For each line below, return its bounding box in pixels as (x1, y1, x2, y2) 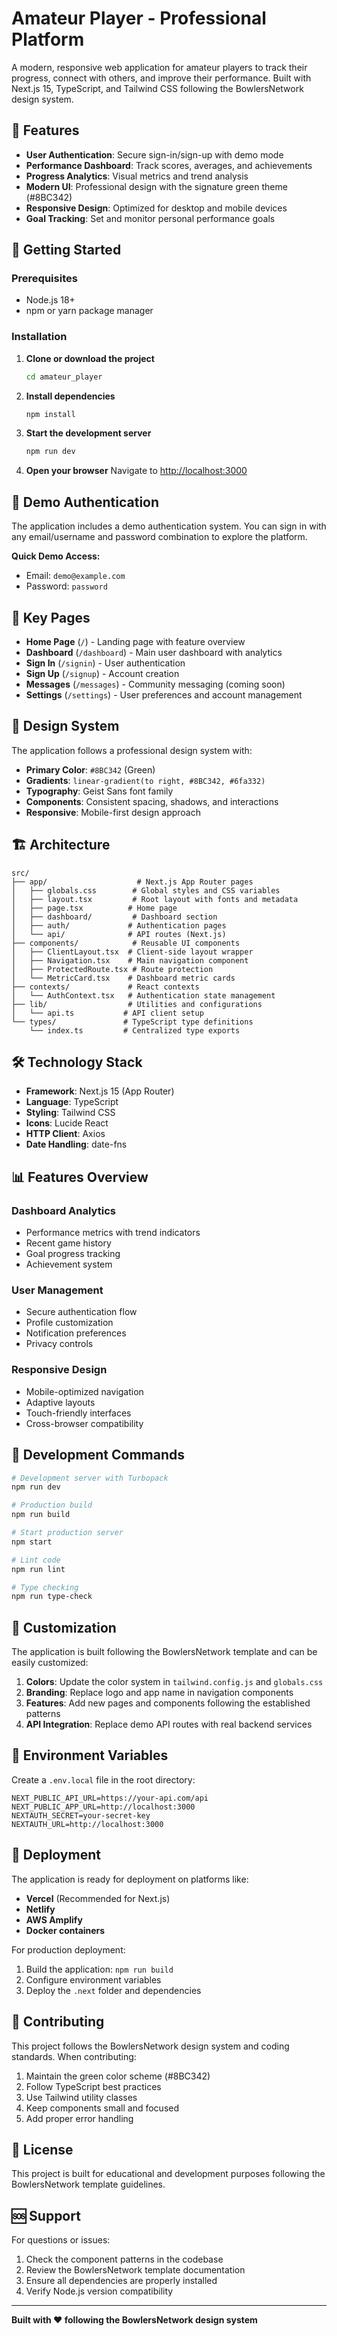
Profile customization (25, 1317, 114, 1329)
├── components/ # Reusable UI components (11, 938, 241, 948)
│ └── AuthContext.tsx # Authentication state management (11, 990, 276, 1001)
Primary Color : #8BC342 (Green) (25, 763, 156, 776)
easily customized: (11, 1657, 89, 1669)
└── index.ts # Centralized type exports (29, 1025, 241, 1036)
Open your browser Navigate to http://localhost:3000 (25, 465, 248, 477)
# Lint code (11, 1555, 61, 1565)
